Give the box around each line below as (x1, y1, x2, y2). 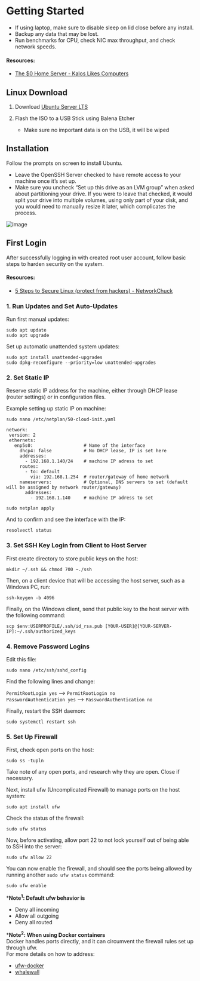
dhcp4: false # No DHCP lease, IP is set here (19, 448, 167, 454)
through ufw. (6, 944, 38, 951)
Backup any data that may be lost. (14, 30, 99, 37)
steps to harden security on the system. (6, 260, 104, 267)
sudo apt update (6, 327, 47, 333)
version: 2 (8, 432, 36, 439)
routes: (19, 464, 39, 470)
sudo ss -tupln (6, 758, 44, 764)
